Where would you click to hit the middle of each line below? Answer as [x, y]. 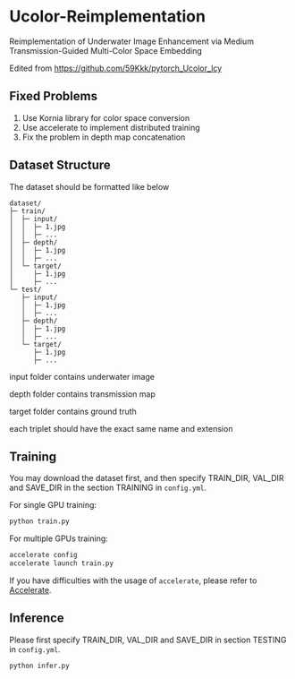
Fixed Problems [54, 96]
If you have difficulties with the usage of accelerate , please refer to [133, 580]
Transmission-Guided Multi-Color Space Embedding [106, 50]
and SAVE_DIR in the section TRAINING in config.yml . [108, 488]
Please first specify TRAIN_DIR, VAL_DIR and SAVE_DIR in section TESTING [148, 640]
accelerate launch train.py [62, 563]
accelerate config [43, 555]
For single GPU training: [53, 505]
